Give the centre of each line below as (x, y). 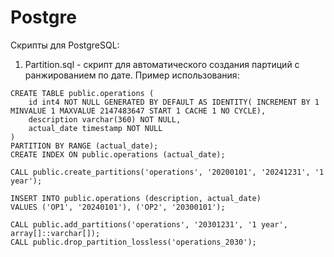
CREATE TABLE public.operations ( (82, 93)
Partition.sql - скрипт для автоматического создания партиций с (162, 64)
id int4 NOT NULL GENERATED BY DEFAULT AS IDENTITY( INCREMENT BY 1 (174, 102)
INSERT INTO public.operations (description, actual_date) (136, 198)
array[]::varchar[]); (55, 233)
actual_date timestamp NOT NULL (95, 128)
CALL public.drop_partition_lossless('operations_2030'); (133, 242)
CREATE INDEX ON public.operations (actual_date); (118, 154)
